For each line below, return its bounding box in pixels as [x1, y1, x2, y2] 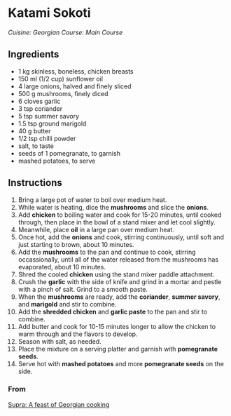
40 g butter [17, 126, 51, 135]
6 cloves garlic [17, 97, 61, 105]
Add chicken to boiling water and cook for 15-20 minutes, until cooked [17, 210, 222, 219]
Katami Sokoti [8, 5, 91, 21]
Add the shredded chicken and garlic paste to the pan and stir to [17, 307, 208, 316]
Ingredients [8, 48, 59, 60]
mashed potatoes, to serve [17, 156, 96, 165]
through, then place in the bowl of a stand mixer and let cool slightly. [17, 217, 216, 226]
